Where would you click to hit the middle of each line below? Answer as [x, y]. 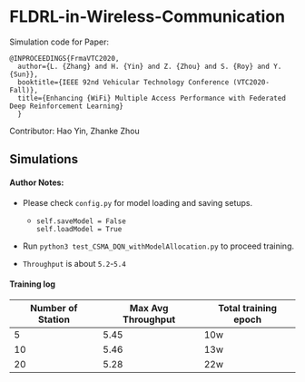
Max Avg [149, 308]
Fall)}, [24, 90]
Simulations [44, 159]
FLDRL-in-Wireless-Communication [148, 17]
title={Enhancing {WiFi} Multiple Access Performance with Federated [152, 98]
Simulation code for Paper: [59, 42]
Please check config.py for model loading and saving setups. [138, 202]
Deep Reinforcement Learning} [67, 106]
